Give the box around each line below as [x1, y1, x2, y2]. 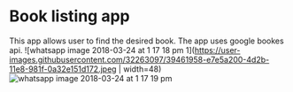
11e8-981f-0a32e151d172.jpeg [9, 64, 117, 74]
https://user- [194, 44, 241, 55]
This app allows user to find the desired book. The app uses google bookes [9, 35, 285, 46]
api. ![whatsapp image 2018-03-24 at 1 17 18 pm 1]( [9, 44, 195, 55]
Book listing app [9, 6, 130, 27]
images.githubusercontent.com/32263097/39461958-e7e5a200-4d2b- [9, 54, 270, 65]
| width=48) [118, 64, 162, 74]
